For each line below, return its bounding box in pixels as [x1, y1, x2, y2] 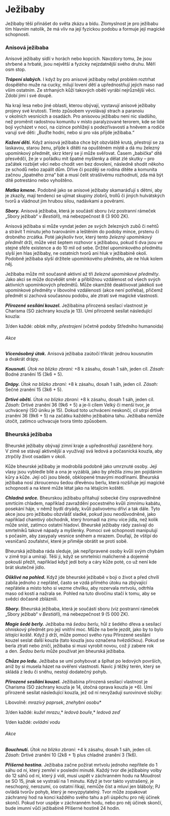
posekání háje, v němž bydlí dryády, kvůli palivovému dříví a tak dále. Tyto [5, 506, 160, 512]
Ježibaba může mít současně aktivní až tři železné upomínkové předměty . [5, 271, 160, 277]
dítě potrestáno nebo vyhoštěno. [5, 177, 74, 183]
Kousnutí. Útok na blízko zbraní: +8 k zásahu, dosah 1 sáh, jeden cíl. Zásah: [5, 366, 165, 372]
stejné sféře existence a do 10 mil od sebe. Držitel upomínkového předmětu [5, 245, 162, 251]
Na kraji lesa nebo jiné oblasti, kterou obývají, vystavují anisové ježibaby [5, 102, 156, 109]
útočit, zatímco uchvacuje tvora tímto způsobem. [5, 418, 108, 424]
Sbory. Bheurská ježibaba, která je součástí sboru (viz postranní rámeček [5, 606, 159, 612]
